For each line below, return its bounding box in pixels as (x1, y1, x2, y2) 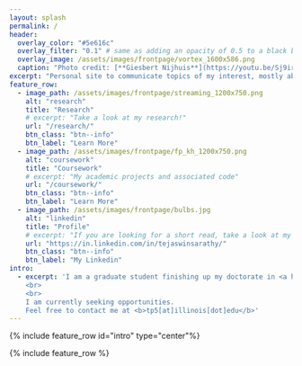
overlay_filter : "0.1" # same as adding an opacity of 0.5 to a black (17, 47, 288, 56)
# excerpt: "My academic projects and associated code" (25, 172, 240, 181)
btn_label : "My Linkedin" (25, 255, 123, 265)
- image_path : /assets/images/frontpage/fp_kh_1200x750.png (17, 147, 247, 156)
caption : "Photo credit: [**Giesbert (17, 64, 159, 73)
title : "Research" (25, 105, 94, 114)
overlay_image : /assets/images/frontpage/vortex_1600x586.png (17, 55, 255, 64)
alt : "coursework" (25, 155, 94, 165)
